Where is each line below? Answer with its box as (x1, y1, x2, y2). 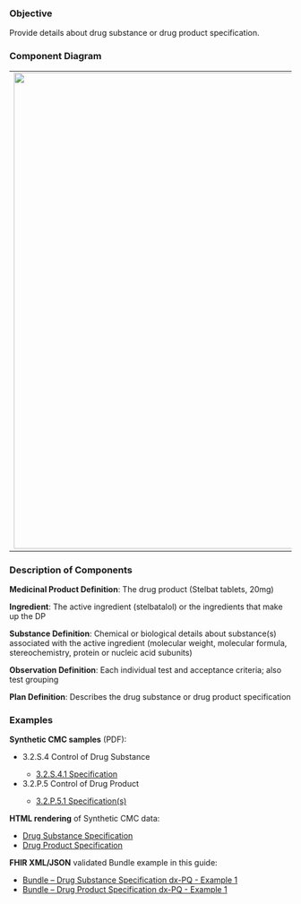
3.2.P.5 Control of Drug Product (21, 779, 140, 789)
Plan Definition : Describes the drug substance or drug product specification (9, 691, 291, 702)
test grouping (9, 674, 59, 684)
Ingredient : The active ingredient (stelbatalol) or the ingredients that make (9, 601, 284, 612)
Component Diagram (9, 50, 102, 63)
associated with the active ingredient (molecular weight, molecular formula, (9, 637, 288, 648)
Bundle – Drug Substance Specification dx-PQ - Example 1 (21, 874, 238, 885)
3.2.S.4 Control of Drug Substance (21, 752, 150, 762)
